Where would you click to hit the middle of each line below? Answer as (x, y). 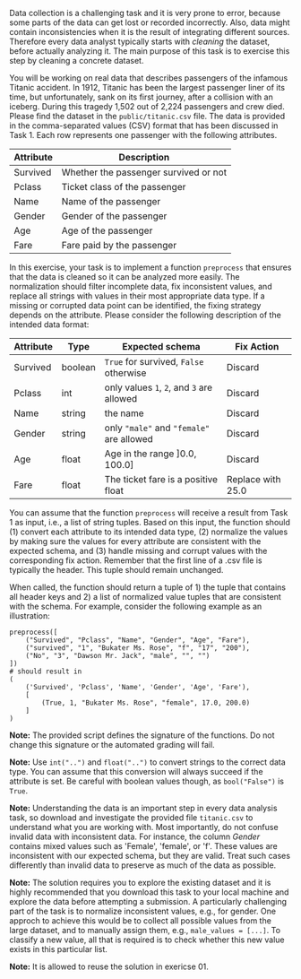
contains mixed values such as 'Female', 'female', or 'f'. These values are (143, 846)
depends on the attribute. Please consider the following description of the (146, 315)
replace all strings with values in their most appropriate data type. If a (138, 296)
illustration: (30, 616)
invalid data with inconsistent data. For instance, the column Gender (135, 836)
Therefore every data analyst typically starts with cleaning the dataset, (140, 41)
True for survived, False (154, 362)
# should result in (46, 671)
